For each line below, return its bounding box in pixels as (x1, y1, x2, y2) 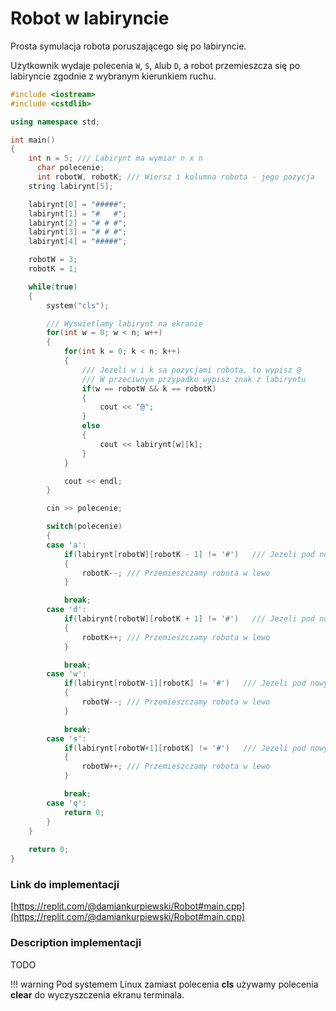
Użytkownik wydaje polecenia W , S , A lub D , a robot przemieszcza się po (10, 59, 301, 71)
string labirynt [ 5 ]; (28, 181, 114, 191)
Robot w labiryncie (10, 7, 170, 30)
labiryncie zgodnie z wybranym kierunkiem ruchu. (10, 70, 217, 82)
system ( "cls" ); (46, 300, 110, 311)
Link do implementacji (10, 877, 120, 891)
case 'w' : (46, 669, 87, 679)
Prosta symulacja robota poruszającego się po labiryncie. (10, 40, 247, 52)
